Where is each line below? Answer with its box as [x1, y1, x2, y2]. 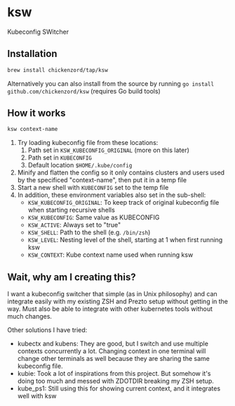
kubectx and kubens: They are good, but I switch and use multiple [17, 339, 209, 348]
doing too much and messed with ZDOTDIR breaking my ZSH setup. [17, 377, 214, 386]
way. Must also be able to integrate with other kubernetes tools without [7, 305, 213, 313]
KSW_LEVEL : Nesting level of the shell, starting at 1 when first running [27, 236, 223, 244]
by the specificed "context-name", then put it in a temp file [17, 176, 187, 184]
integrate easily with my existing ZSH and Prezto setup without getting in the [7, 297, 229, 306]
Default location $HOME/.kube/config [27, 161, 133, 170]
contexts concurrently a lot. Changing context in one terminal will [17, 347, 206, 355]
